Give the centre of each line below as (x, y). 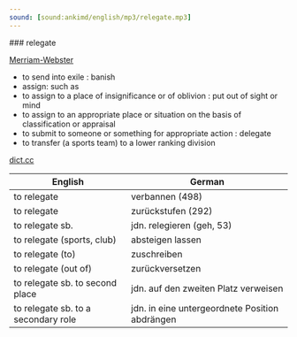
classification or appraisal (69, 124)
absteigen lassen (166, 240)
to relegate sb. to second (65, 282)
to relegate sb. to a (52, 308)
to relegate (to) (45, 254)
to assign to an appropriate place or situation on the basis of (131, 114)
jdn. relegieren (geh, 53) (182, 225)
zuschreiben (157, 254)
